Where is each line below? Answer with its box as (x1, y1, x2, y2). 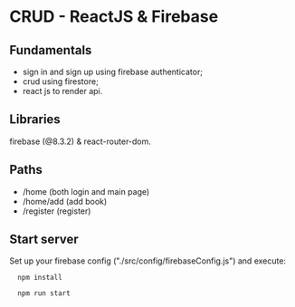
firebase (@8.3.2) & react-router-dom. (9, 136, 152, 147)
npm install (17, 273, 63, 283)
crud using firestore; (22, 76, 100, 87)
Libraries (9, 111, 61, 128)
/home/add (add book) (22, 196, 108, 206)
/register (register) (22, 206, 91, 216)
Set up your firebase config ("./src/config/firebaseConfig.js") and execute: (9, 255, 287, 266)
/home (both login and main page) (22, 186, 150, 197)
